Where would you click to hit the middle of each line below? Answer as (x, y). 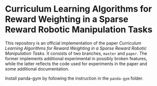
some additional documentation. (37, 69)
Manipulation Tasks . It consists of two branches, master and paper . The (76, 53)
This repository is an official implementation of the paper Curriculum (73, 43)
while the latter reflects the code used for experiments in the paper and (76, 64)
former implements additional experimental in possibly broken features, (76, 58)
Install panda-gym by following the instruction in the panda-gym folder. (74, 78)
